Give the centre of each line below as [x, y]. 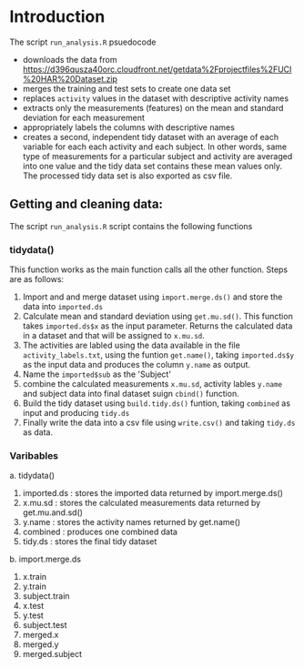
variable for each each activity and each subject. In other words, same [155, 147]
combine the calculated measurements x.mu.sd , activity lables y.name [152, 384]
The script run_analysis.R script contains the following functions [131, 226]
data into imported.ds [62, 307]
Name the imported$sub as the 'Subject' [96, 374]
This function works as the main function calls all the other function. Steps [149, 269]
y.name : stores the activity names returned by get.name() [132, 522]
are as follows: [37, 279]
